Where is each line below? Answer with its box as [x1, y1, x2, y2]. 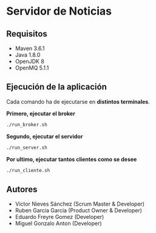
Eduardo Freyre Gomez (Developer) [15, 213, 104, 221]
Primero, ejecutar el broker [6, 110, 76, 117]
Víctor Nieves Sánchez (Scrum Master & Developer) [15, 200, 144, 208]
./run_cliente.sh [6, 167, 50, 173]
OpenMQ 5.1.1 [15, 64, 49, 71]
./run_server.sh [6, 145, 47, 151]
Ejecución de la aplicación [6, 82, 107, 92]
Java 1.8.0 [15, 51, 41, 59]
